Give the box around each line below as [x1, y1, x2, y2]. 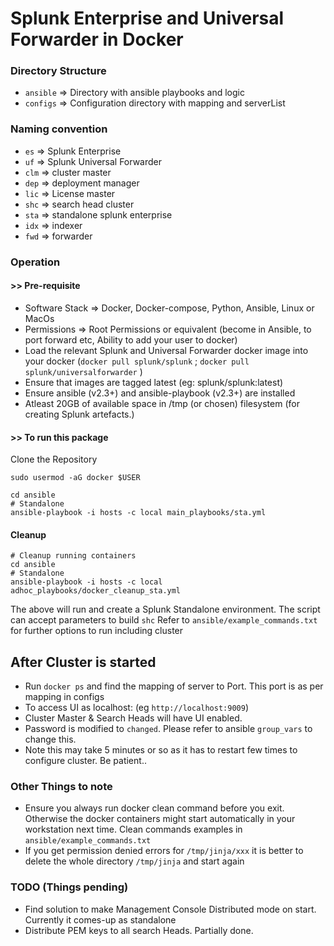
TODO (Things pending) [10, 880, 129, 894]
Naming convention [10, 122, 108, 136]
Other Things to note [10, 780, 113, 794]
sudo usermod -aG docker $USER [10, 473, 141, 483]
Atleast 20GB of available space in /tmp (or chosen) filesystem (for [24, 397, 300, 409]
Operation [10, 255, 61, 269]
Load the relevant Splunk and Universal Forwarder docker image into [24, 344, 309, 356]
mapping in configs [24, 691, 105, 703]
